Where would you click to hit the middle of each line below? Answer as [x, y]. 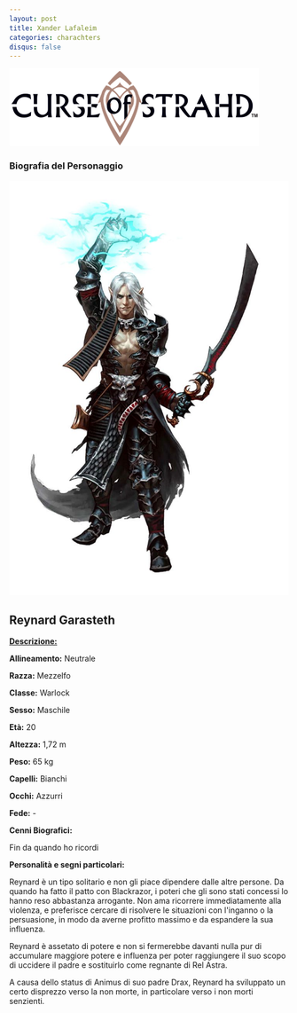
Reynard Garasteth [62, 620]
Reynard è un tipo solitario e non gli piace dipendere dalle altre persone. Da [147, 882]
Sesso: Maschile [40, 711]
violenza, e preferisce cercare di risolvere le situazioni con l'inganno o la [141, 910]
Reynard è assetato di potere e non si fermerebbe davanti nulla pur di [136, 946]
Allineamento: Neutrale [52, 659]
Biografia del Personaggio [66, 166]
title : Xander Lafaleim [53, 28]
